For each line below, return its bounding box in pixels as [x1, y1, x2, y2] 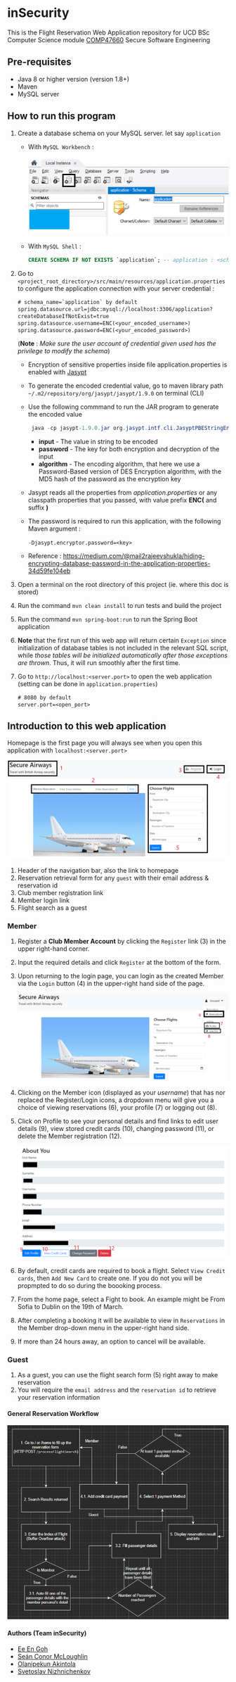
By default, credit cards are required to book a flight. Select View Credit [17, 1266, 226, 1275]
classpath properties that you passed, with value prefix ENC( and [27, 495, 217, 504]
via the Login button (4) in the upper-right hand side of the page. [17, 980, 205, 988]
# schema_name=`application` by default [17, 298, 138, 305]
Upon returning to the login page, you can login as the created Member [17, 972, 224, 980]
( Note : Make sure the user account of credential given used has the [17, 339, 216, 348]
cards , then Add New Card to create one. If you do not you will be [17, 1274, 202, 1282]
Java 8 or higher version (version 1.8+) [17, 75, 130, 83]
